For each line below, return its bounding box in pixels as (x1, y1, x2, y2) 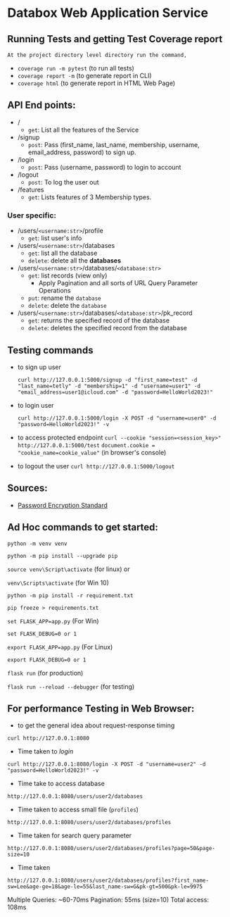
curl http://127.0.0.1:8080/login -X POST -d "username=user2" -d (7, 761, 206, 768)
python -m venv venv (7, 540, 68, 547)
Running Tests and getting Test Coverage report (7, 33, 223, 45)
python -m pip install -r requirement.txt (7, 592, 134, 599)
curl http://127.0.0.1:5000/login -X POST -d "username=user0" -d (17, 414, 217, 422)
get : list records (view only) (27, 271, 108, 280)
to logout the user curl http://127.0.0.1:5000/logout (17, 461, 175, 470)
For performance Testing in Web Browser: (7, 702, 195, 714)
